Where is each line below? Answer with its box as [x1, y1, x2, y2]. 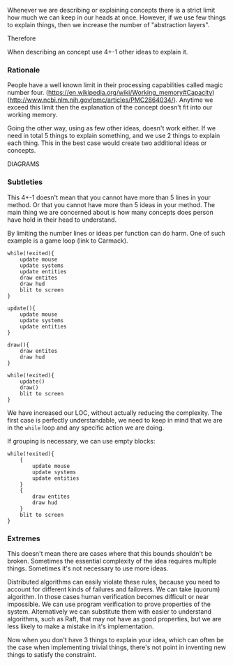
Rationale [7, 65, 40, 75]
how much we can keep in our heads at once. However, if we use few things [7, 13, 227, 22]
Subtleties [7, 177, 43, 187]
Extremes [7, 533, 40, 543]
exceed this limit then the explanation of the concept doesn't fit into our [7, 103, 213, 112]
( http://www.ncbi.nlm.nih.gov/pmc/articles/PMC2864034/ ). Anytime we [7, 96, 213, 104]
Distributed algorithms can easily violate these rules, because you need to [7, 577, 220, 586]
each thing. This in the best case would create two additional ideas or [7, 139, 207, 147]
